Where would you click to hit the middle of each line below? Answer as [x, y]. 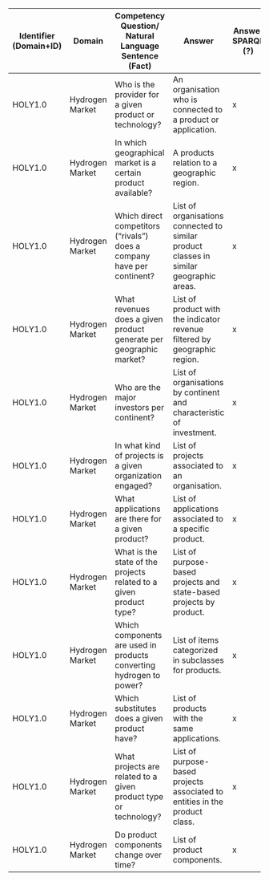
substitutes [136, 708]
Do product [136, 835]
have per [131, 266]
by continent [196, 392]
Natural [140, 36]
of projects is [139, 455]
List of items [196, 640]
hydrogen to [138, 675]
